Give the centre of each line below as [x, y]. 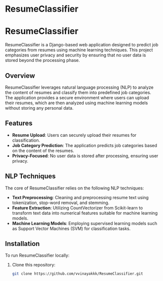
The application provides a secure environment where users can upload [77, 97]
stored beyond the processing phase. [43, 60]
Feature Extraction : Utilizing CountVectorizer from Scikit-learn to [77, 207]
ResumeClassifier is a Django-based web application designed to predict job [82, 45]
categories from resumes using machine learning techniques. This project [79, 50]
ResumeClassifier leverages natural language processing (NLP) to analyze [79, 87]
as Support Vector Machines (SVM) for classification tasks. [71, 228]
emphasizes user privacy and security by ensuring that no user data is [75, 55]
